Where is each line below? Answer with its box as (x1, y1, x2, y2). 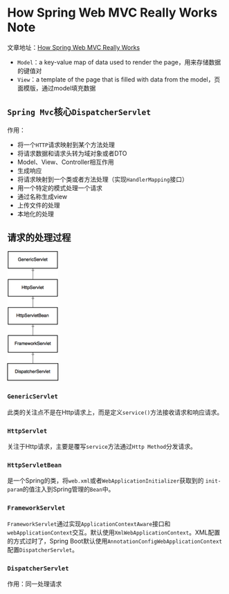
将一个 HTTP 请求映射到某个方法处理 (17, 140, 116, 149)
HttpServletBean (7, 461, 62, 470)
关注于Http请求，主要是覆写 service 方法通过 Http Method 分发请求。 (7, 443, 197, 451)
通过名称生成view (17, 192, 68, 201)
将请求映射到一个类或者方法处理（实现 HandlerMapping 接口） (17, 175, 189, 183)
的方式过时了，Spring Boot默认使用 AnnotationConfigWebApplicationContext (7, 537, 223, 545)
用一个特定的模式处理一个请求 (17, 183, 102, 192)
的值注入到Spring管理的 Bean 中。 (22, 485, 115, 494)
